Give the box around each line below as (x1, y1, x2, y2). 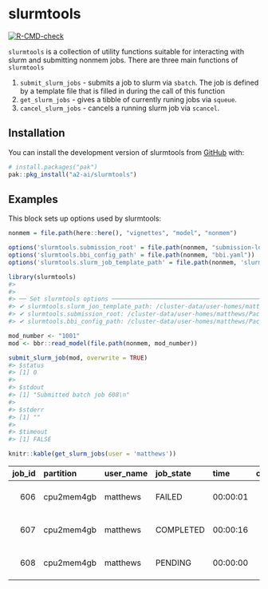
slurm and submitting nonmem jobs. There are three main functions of (8, 55, 238, 65)
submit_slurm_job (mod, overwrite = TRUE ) (8, 353, 148, 362)
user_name (104, 468, 148, 480)
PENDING (155, 557, 191, 568)
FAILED (155, 491, 183, 503)
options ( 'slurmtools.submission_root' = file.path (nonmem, (8, 244, 209, 252)
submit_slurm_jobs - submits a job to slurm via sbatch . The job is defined (19, 78, 259, 87)
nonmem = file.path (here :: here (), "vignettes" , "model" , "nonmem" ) (8, 229, 238, 237)
